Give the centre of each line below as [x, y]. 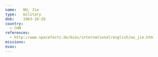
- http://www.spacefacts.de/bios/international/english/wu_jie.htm [81, 38]
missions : [15, 42]
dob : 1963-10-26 [25, 19]
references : [17, 33]
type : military [23, 14]
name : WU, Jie [22, 10]
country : [14, 24]
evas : [11, 47]
